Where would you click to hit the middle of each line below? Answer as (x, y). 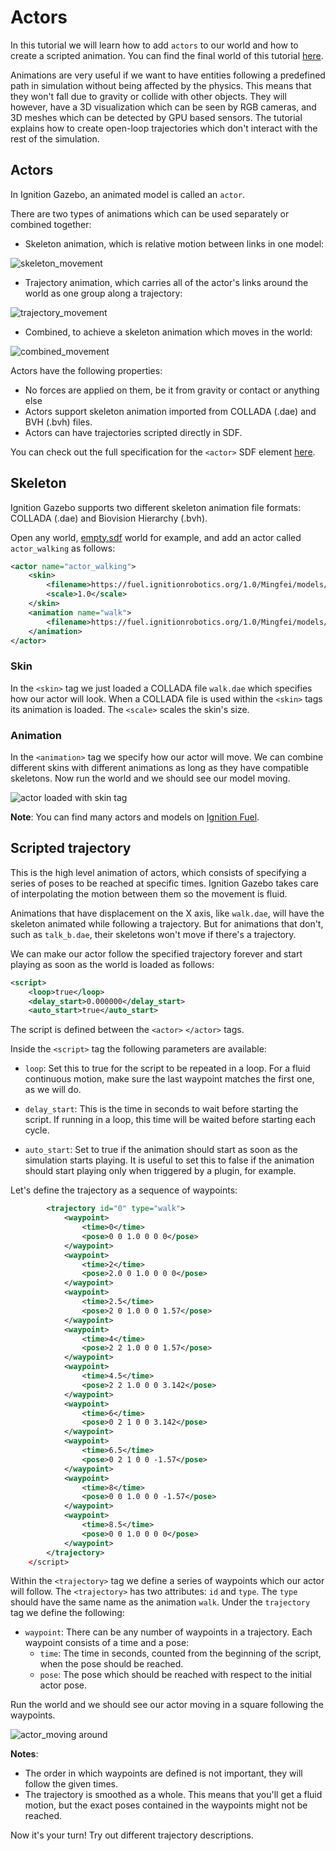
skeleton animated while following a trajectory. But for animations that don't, (167, 923)
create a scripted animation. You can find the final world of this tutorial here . (167, 55)
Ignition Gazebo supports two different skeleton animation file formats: (156, 507)
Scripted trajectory (71, 848)
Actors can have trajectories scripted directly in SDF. (133, 432)
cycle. (37, 1130)
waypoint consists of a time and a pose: (107, 1643)
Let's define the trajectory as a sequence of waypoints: (124, 1190)
